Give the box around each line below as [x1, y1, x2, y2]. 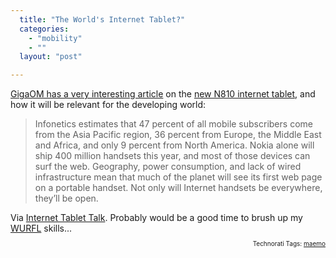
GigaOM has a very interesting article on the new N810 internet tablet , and [10, 88, 316, 100]
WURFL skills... [10, 222, 73, 235]
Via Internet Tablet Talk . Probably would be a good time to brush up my [10, 212, 303, 224]
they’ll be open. [34, 192, 99, 205]
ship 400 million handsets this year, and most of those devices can [34, 150, 311, 162]
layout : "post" [19, 52, 83, 62]
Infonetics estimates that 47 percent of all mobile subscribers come [34, 118, 313, 130]
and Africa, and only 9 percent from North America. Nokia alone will [34, 139, 315, 151]
